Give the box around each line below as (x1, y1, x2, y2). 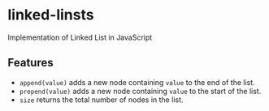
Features (7, 56, 54, 70)
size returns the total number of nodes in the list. (19, 95, 184, 105)
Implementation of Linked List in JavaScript (7, 32, 153, 42)
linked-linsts (7, 6, 94, 24)
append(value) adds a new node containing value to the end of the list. (19, 77, 255, 87)
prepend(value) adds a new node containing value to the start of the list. (19, 86, 262, 96)
